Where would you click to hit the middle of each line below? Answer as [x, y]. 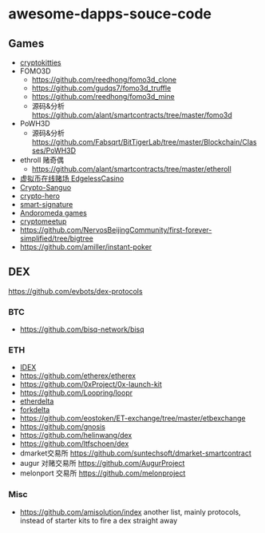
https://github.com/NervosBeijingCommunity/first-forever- [116, 230]
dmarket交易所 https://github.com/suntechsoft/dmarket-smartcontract [135, 453]
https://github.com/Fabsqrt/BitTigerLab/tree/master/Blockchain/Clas [144, 142]
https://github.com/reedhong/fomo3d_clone [104, 80]
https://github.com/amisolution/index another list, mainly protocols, [130, 511]
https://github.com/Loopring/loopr [76, 393]
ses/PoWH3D [54, 150]
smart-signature [46, 204]
